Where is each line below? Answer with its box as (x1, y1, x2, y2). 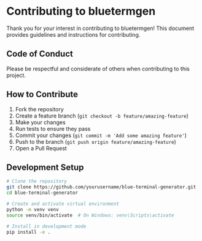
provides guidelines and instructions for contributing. (6, 31, 141, 38)
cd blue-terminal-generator (6, 190, 79, 196)
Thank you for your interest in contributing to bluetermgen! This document (6, 24, 195, 32)
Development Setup (6, 162, 84, 172)
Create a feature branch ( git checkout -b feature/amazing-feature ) (15, 112, 189, 119)
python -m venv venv (6, 206, 60, 212)
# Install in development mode (6, 223, 87, 229)
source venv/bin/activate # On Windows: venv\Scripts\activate (6, 212, 174, 218)
